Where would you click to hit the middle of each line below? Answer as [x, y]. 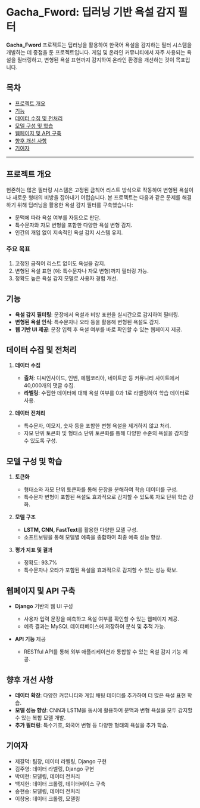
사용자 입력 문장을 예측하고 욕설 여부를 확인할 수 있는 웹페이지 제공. [101, 619]
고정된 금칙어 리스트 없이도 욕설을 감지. [60, 263]
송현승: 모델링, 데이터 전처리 [47, 791]
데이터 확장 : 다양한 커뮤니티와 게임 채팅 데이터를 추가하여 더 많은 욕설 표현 [100, 695]
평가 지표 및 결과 [33, 550]
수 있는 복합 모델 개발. [40, 717]
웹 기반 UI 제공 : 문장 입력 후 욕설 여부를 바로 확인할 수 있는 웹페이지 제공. [99, 329]
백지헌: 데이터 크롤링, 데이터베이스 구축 [60, 784]
